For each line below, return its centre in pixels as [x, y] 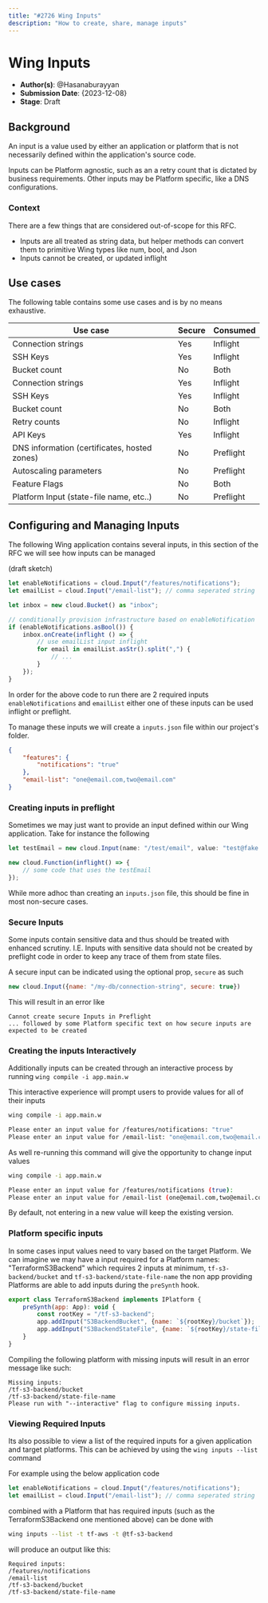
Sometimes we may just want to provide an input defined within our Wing [128, 825]
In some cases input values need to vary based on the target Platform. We [130, 1251]
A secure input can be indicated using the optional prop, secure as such [126, 972]
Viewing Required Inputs [57, 1423]
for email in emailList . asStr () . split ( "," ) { [114, 650]
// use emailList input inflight [93, 642]
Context [24, 208]
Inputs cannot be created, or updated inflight [93, 258]
